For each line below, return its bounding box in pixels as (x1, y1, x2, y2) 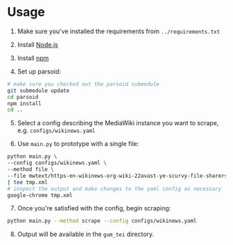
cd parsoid (7, 93, 39, 100)
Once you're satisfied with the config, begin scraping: (17, 204, 171, 212)
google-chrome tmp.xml (7, 192, 73, 199)
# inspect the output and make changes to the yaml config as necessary (7, 185, 222, 192)
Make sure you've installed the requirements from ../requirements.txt (17, 27, 221, 35)
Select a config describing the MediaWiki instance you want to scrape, (17, 119, 219, 127)
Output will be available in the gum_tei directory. (17, 230, 155, 239)
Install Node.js (17, 40, 58, 48)
